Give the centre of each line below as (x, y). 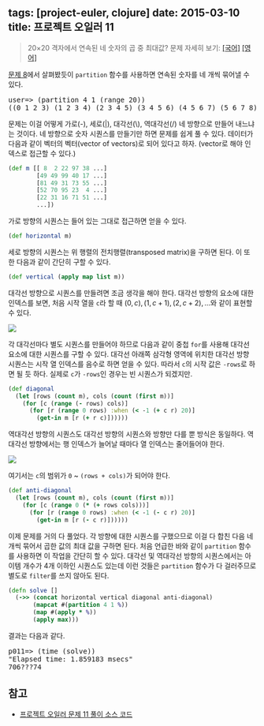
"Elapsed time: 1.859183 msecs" (71, 659)
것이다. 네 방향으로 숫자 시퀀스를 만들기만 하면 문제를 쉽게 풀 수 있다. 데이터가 (135, 133)
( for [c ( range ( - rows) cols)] (75, 403)
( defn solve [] (33, 590)
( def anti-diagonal (40, 491)
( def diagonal (32, 389)
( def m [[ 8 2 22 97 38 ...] (58, 168)
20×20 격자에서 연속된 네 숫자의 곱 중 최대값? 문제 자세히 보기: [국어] (134, 47)
